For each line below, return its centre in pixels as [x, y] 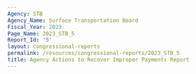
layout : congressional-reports [54, 47]
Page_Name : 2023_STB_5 [41, 33]
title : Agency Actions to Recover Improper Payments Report [99, 60]
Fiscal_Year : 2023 [35, 27]
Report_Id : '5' [30, 40]
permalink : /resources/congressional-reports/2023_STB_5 [94, 54]
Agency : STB [25, 14]
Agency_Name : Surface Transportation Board [73, 20]
